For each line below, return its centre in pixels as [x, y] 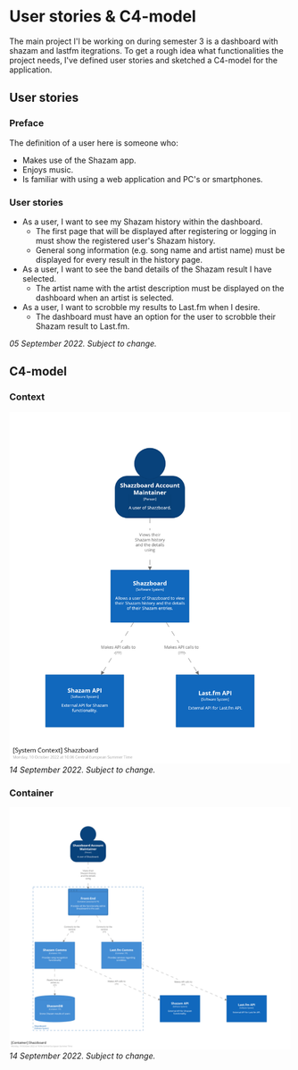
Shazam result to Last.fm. [83, 326]
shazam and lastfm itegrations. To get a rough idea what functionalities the [146, 50]
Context [27, 397]
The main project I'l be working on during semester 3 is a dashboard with [144, 41]
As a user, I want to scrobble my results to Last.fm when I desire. [141, 307]
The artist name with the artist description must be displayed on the [160, 288]
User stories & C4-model [103, 17]
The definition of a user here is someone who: [94, 143]
